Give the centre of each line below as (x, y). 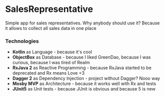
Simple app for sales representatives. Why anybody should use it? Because (82, 23)
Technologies (22, 41)
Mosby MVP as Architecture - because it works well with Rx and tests (84, 84)
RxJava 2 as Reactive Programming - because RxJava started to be (82, 68)
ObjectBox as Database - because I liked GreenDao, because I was (82, 57)
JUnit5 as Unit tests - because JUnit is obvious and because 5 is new (84, 89)
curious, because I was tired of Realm (51, 63)
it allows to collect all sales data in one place (51, 28)
